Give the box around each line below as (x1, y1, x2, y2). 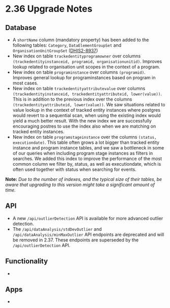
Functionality (5, 257, 48, 266)
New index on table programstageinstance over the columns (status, (12, 134, 157, 140)
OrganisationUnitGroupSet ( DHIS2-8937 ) (12, 48, 98, 53)
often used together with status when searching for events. (12, 166, 137, 172)
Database (5, 23, 37, 32)
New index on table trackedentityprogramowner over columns (12, 53, 141, 59)
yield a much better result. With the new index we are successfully (12, 118, 152, 124)
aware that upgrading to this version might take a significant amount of (5, 181, 155, 188)
